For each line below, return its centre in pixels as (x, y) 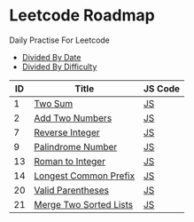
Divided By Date (51, 57)
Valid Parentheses (71, 190)
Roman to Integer (70, 161)
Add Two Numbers (73, 118)
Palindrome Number (76, 147)
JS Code (161, 88)
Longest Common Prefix (85, 176)
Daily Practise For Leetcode (60, 40)
